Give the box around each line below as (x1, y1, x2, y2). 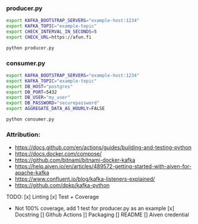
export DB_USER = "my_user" (6, 94, 70, 100)
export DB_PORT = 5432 (6, 89, 58, 95)
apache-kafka (14, 169, 49, 176)
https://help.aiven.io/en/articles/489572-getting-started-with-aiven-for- (14, 163, 192, 170)
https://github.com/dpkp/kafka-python (14, 182, 110, 189)
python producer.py (6, 45, 55, 51)
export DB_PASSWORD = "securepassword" (6, 100, 100, 106)
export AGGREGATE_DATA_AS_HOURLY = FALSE (6, 106, 105, 112)
